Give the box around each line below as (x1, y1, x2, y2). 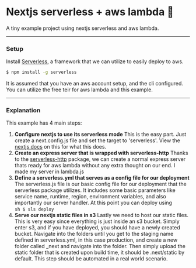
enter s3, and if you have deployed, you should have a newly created (14, 224, 180, 231)
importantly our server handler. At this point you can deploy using (14, 199, 172, 207)
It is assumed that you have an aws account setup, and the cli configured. (6, 80, 184, 87)
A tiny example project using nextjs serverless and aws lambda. (6, 25, 159, 32)
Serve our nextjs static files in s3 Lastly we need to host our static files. (14, 212, 188, 219)
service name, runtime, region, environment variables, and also (14, 193, 166, 200)
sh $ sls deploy (14, 207, 54, 212)
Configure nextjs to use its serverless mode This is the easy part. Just (14, 131, 187, 138)
